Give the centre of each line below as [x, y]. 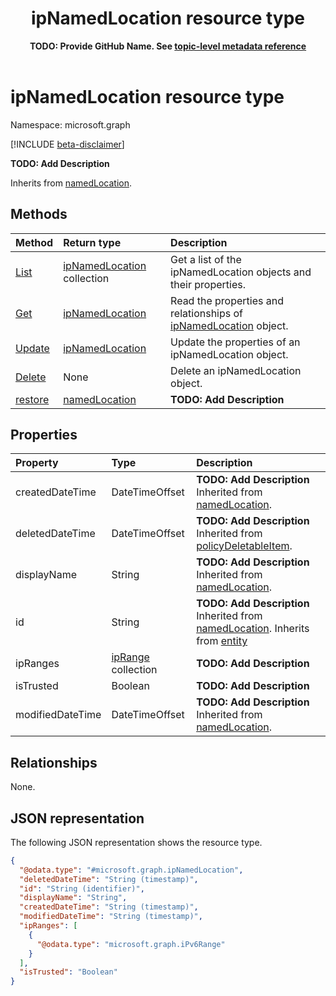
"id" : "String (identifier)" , [82, 888]
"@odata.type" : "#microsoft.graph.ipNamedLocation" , [131, 870]
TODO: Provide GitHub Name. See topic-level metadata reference [168, 46]
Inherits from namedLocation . [71, 183]
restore [32, 399]
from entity [222, 641]
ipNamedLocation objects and [241, 272]
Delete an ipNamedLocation [236, 370]
